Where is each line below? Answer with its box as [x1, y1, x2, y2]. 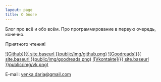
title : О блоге [5, 12, 37, 17]
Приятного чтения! [5, 41, 46, 47]
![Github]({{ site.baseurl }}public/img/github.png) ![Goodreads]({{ [5, 51, 141, 57]
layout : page [5, 7, 33, 13]
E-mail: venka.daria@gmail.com [5, 71, 72, 77]
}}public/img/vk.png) [5, 61, 49, 67]
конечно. [5, 31, 25, 37]
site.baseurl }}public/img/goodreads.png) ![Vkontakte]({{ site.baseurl [5, 56, 149, 62]
